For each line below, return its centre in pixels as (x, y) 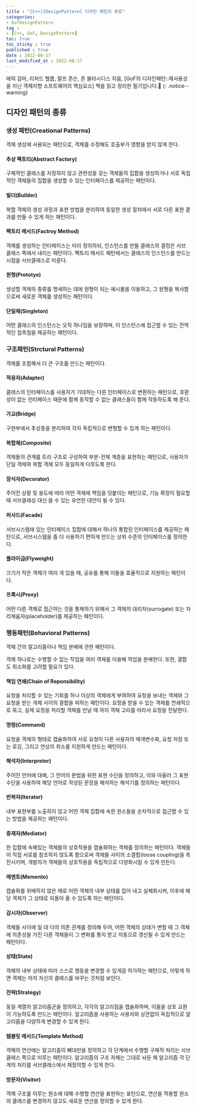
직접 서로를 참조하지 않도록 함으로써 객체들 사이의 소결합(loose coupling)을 (98, 855)
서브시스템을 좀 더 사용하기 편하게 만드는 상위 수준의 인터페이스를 (97, 536)
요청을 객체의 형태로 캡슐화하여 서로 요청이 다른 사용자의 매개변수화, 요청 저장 (94, 739)
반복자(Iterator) (24, 797)
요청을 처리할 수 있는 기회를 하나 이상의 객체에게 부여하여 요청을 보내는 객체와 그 (98, 695)
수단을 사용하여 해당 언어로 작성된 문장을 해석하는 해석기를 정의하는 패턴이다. (94, 782)
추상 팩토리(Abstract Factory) (42, 159)
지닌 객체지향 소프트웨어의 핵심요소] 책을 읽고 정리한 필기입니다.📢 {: (89, 85)
